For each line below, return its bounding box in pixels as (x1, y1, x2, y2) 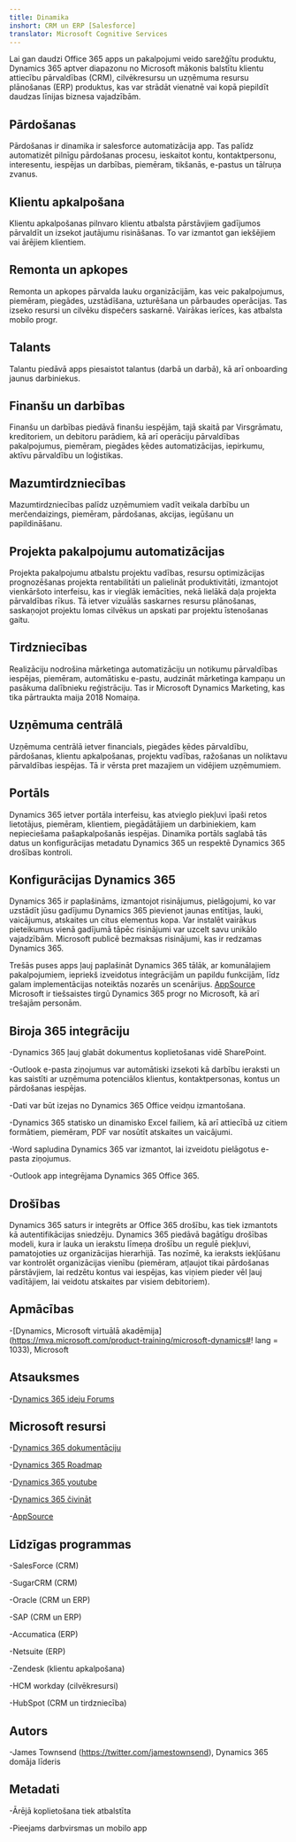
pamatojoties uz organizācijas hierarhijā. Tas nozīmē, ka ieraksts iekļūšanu (9, 1247, 281, 1258)
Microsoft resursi (9, 1418, 106, 1434)
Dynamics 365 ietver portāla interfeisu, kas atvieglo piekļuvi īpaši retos (9, 809, 268, 820)
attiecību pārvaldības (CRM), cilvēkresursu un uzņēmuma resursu (9, 73, 249, 83)
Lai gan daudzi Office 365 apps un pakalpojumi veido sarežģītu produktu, (9, 54, 277, 65)
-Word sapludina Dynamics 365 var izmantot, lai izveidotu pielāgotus (9, 1144, 259, 1154)
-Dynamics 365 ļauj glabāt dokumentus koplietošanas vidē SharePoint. (9, 1047, 267, 1058)
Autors (9, 1723, 49, 1738)
